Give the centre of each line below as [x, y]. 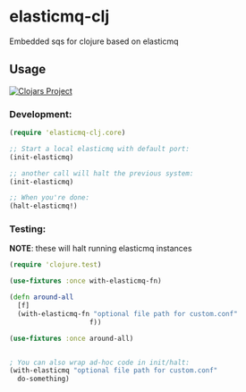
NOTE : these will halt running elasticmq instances [101, 249]
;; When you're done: [50, 198]
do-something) [43, 379]
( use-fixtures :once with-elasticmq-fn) [86, 281]
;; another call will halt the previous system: [102, 173]
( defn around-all [42, 297]
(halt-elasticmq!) [43, 206]
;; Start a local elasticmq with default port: [100, 149]
